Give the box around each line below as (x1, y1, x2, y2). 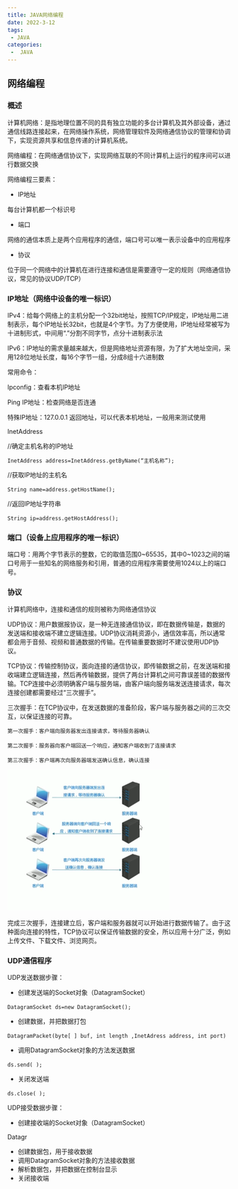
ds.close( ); (7, 1090, 46, 1097)
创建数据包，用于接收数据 (17, 1147, 93, 1156)
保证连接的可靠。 (25, 712, 76, 720)
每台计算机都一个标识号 (7, 205, 76, 213)
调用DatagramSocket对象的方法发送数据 (17, 1046, 135, 1054)
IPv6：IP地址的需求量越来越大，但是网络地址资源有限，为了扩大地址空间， (7, 344, 225, 352)
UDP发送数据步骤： (7, 973, 64, 981)
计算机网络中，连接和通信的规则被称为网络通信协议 (7, 605, 157, 613)
